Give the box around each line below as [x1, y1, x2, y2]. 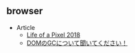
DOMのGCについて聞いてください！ [26, 39, 128, 47]
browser [6, 5, 43, 17]
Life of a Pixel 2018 [26, 31, 80, 39]
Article [16, 23, 36, 31]
